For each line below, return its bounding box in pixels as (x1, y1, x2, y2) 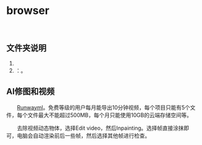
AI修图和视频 (6, 87, 55, 97)
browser (6, 4, 50, 18)
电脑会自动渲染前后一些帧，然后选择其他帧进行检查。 (16, 132, 150, 139)
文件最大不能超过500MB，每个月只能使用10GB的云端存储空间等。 (27, 111, 192, 119)
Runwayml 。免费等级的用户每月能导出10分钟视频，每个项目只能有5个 (17, 104, 190, 111)
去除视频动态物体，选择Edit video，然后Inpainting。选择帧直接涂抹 (17, 124, 184, 132)
